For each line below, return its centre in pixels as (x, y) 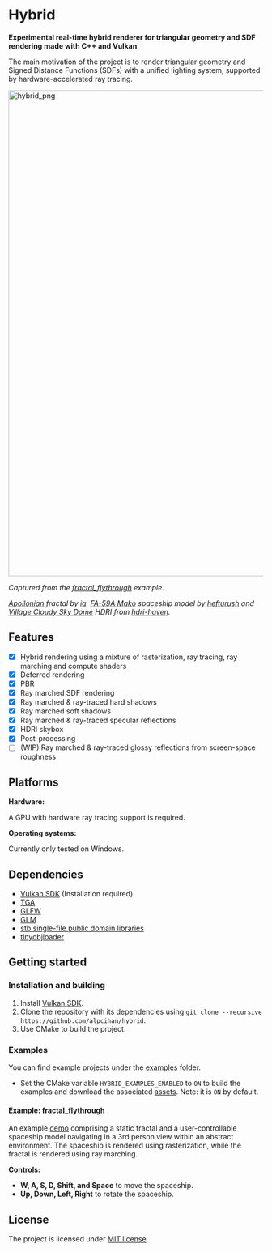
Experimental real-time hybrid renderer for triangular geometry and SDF (132, 37)
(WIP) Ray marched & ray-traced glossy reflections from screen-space (138, 747)
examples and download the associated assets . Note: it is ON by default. (139, 1092)
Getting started (48, 962)
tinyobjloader (42, 937)
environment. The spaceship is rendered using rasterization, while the (125, 1146)
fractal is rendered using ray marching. (73, 1154)
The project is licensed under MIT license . (79, 1239)
